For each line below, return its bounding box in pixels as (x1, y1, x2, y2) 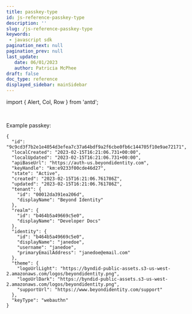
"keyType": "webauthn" (11, 297, 69, 303)
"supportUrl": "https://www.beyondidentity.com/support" (17, 287, 163, 293)
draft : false (6, 71, 39, 77)
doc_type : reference (6, 76, 58, 82)
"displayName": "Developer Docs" (17, 218, 101, 224)
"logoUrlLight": (17, 266, 58, 272)
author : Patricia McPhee (14, 65, 77, 71)
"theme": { (11, 260, 39, 266)
